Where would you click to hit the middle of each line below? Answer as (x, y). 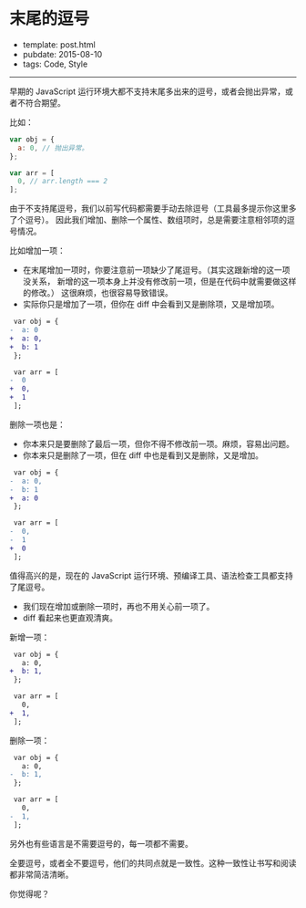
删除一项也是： (37, 424)
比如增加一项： (37, 251)
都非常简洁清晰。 (41, 874)
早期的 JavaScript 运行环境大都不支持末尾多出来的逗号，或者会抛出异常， (148, 91)
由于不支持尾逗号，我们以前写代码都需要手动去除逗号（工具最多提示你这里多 (153, 209)
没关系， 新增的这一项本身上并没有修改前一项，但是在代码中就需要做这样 (159, 282)
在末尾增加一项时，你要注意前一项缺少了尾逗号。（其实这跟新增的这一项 (156, 270)
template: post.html (59, 44)
